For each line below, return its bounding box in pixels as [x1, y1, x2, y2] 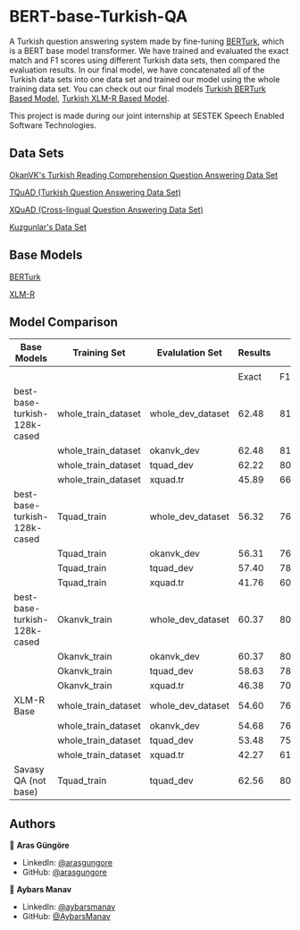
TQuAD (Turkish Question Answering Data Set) [9, 186, 181, 198]
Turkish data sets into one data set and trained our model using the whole [9, 73, 280, 84]
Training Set [72, 346, 126, 359]
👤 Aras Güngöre [9, 840, 70, 851]
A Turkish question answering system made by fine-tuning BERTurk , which [9, 36, 285, 47]
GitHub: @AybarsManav [21, 911, 112, 922]
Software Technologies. [9, 119, 96, 131]
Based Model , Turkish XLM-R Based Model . [9, 92, 170, 104]
